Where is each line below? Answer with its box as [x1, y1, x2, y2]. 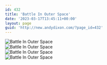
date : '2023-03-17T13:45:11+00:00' [5, 16, 77, 21]
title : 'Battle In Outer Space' [5, 12, 71, 17]
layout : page [5, 21, 32, 26]
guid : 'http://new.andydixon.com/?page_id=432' [5, 25, 104, 30]
